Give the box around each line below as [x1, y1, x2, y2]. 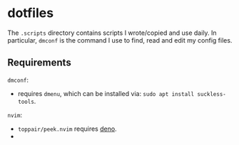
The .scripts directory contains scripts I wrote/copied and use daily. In [7, 28, 217, 37]
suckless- [197, 90, 226, 97]
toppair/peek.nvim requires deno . [17, 124, 117, 133]
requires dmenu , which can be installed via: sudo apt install [17, 89, 195, 97]
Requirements [7, 57, 71, 69]
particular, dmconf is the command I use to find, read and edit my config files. [7, 36, 233, 44]
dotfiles [7, 5, 54, 21]
